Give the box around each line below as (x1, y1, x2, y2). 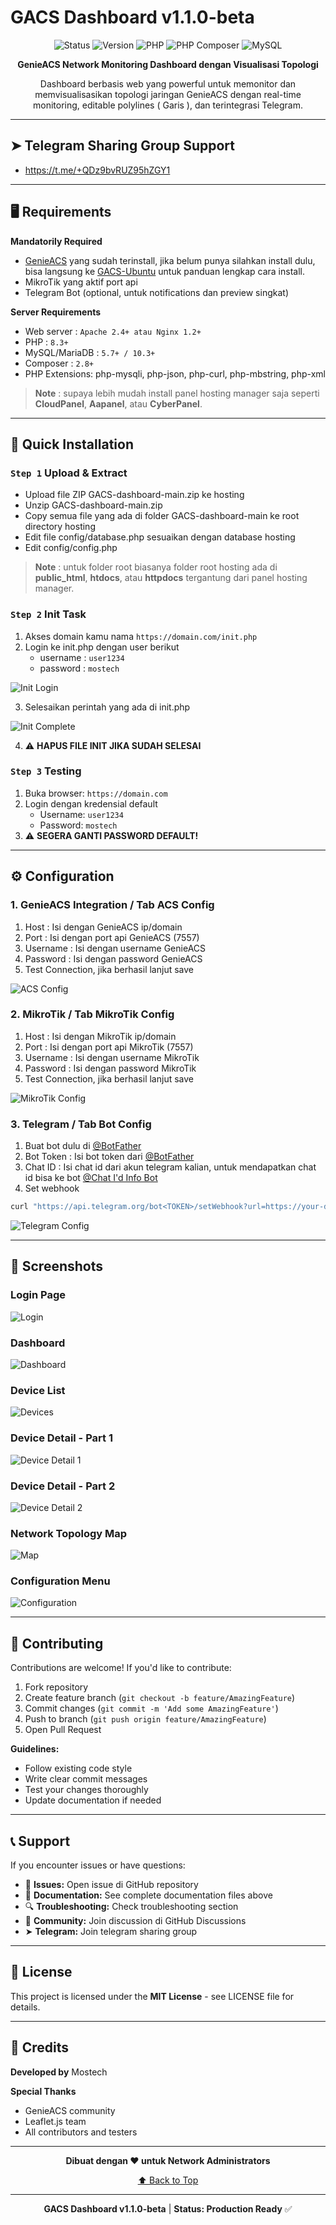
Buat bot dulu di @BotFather (24, 1140, 142, 1152)
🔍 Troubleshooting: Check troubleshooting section (24, 1901, 239, 1913)
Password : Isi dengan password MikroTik (24, 1062, 197, 1074)
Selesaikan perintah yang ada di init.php (24, 701, 191, 713)
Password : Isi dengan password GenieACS (24, 952, 203, 965)
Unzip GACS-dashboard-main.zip (24, 499, 163, 511)
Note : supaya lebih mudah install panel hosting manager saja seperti (34, 387, 320, 399)
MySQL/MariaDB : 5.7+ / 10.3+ (24, 346, 156, 358)
